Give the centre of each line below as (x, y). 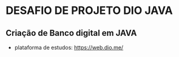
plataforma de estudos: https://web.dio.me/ (69, 47)
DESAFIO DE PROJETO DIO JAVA (89, 11)
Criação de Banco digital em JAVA (71, 33)
